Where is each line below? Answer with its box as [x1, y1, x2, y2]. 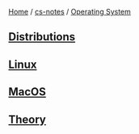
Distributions [8, 30, 76, 44]
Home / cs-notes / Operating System [8, 7, 132, 16]
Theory [8, 112, 47, 126]
